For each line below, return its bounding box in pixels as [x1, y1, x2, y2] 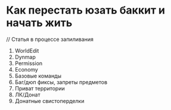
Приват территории [14, 85, 65, 92]
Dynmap [14, 53, 36, 60]
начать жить [6, 16, 73, 30]
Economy [14, 66, 39, 73]
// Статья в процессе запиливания [6, 35, 94, 43]
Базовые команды [14, 72, 61, 79]
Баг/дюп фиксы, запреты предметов [14, 78, 108, 86]
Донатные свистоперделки [14, 97, 85, 104]
